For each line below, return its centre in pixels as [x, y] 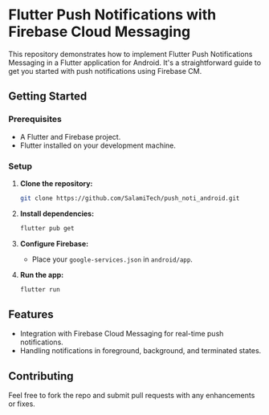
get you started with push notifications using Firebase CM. [105, 71]
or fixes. [22, 404]
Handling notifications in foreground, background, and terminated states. [141, 351]
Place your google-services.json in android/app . [112, 259]
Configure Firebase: [54, 243]
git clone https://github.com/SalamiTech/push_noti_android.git [130, 198]
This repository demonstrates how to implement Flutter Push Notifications [130, 54]
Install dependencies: [57, 214]
